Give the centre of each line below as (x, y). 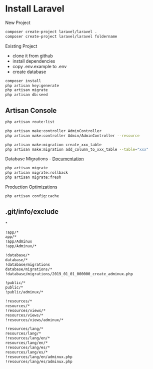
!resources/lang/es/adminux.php (39, 361)
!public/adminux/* (24, 292)
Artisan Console (31, 110)
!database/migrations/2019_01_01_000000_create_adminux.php (69, 274)
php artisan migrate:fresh (33, 177)
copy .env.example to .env (39, 66)
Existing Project (21, 46)
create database (29, 72)
